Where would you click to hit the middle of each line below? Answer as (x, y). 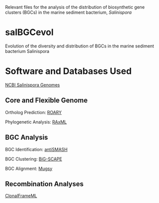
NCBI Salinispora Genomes (32, 85)
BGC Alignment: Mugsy (29, 168)
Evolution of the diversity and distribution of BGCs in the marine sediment (79, 46)
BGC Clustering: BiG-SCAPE (34, 159)
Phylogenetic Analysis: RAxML (36, 122)
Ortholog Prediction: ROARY (33, 112)
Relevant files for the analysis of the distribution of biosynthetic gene (75, 7)
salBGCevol (29, 32)
